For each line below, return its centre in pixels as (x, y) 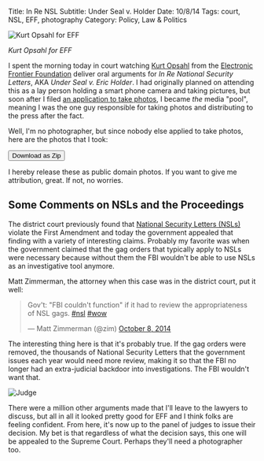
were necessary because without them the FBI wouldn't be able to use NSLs (132, 257)
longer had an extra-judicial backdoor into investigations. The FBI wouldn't (129, 369)
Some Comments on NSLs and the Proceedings (126, 205)
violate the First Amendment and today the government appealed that (121, 232)
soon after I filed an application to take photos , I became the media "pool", (128, 99)
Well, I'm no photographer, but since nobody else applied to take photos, (126, 131)
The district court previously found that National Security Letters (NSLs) (125, 224)
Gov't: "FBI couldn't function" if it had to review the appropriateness (137, 305)
